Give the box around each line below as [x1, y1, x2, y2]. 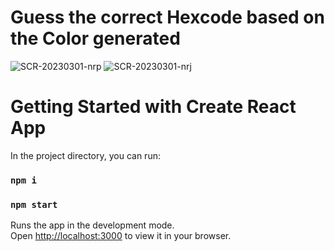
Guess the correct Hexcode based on [10, 6, 325, 29]
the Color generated [10, 27, 181, 50]
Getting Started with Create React [10, 96, 297, 118]
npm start [10, 199, 58, 210]
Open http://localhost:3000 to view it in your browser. [10, 230, 232, 242]
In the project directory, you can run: [10, 149, 161, 161]
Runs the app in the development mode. [10, 219, 175, 231]
